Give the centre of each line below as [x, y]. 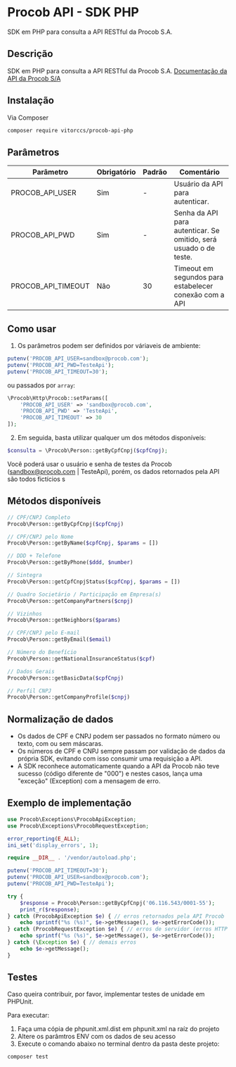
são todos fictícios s [36, 479]
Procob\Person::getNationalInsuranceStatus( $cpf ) [81, 659]
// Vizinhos [25, 613]
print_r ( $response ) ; [50, 909]
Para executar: [28, 1016]
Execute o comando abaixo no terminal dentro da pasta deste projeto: [118, 1044]
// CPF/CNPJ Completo [39, 517]
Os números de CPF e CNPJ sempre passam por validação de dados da [122, 751]
